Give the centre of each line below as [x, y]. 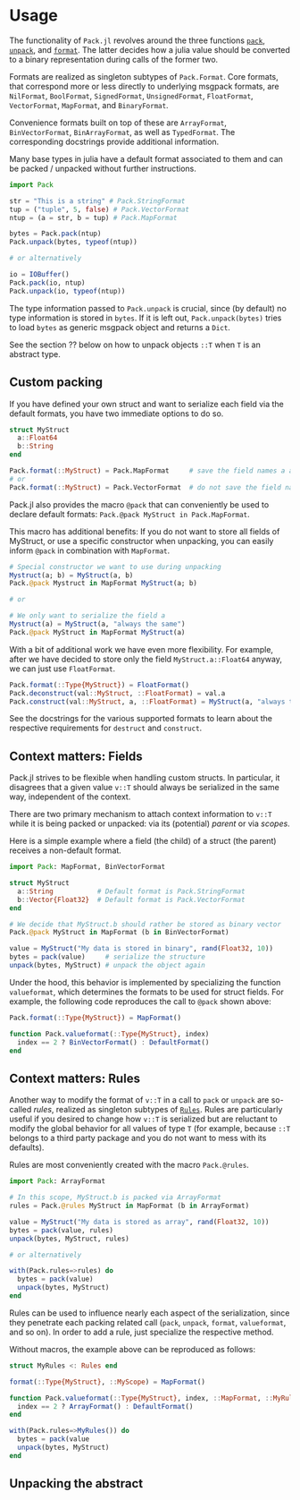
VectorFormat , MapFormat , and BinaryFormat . [89, 105]
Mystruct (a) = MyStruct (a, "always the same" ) [97, 624]
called [21, 1110]
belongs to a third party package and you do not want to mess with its [138, 1138]
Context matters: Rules [75, 1078]
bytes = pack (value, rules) [62, 1230]
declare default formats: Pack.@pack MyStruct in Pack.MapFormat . [129, 514]
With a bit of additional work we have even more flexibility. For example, [142, 649]
